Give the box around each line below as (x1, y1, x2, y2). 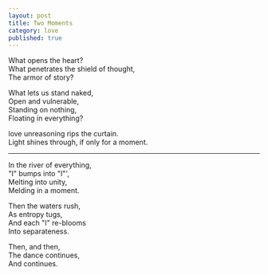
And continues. (8, 259, 58, 269)
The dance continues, (8, 250, 80, 260)
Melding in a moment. (8, 186, 80, 195)
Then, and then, (8, 242, 61, 252)
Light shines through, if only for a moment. (8, 137, 148, 147)
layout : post (8, 11, 52, 20)
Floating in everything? (8, 113, 84, 124)
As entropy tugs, (8, 210, 63, 219)
